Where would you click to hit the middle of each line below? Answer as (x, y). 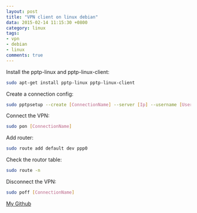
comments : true (25, 55)
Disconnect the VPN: (31, 182)
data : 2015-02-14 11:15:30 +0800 (47, 22)
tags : (13, 33)
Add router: (20, 138)
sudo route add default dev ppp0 (47, 148)
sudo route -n (23, 171)
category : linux (26, 28)
